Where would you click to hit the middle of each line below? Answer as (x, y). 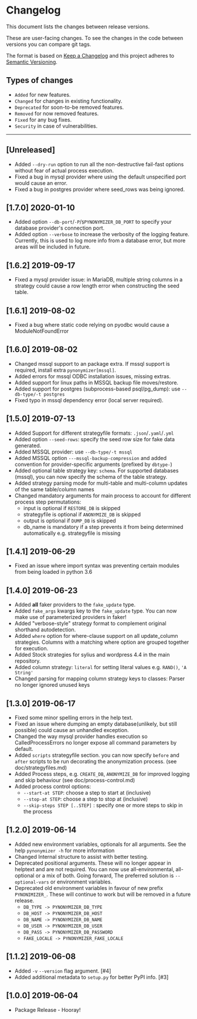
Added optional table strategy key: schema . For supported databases (96, 470)
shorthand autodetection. (45, 630)
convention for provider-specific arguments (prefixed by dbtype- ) (94, 464)
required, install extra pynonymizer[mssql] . (65, 370)
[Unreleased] (31, 150)
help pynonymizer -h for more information (64, 850)
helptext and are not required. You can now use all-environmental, (94, 869)
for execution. (31, 649)
